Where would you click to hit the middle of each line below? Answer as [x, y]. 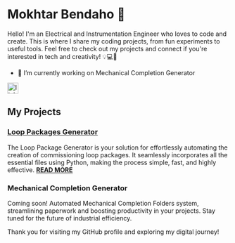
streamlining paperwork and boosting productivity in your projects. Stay [112, 211]
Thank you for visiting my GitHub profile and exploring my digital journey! [113, 232]
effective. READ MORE [40, 170]
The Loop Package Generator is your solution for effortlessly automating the [118, 147]
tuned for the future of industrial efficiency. [70, 218]
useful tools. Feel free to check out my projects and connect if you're [107, 48]
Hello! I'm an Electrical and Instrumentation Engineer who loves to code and [117, 34]
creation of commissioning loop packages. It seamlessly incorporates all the [118, 155]
